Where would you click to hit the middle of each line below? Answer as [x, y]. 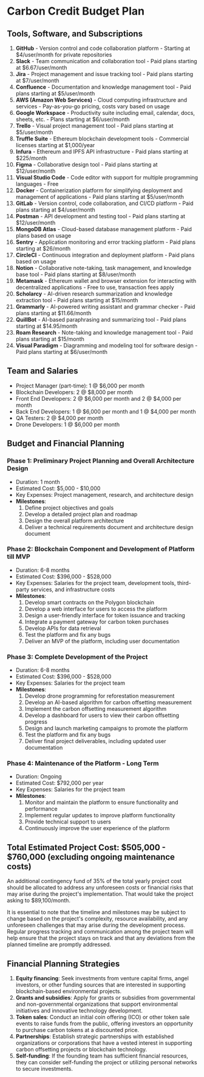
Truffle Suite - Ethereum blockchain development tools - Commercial [102, 139]
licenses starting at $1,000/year [55, 145]
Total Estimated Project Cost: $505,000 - [87, 847]
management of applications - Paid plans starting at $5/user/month [100, 197]
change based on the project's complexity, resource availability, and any [97, 919]
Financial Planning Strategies [63, 964]
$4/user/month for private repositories [64, 55]
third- [184, 583]
